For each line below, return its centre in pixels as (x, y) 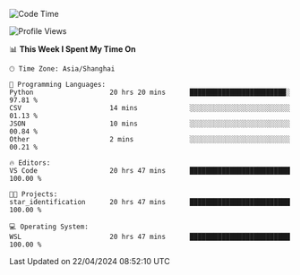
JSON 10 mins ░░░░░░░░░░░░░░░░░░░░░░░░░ (150, 124)
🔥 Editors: (30, 163)
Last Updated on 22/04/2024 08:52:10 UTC (90, 261)
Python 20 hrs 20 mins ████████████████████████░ (150, 92)
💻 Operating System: (49, 227)
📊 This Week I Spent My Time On (73, 49)
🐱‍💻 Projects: (34, 194)
